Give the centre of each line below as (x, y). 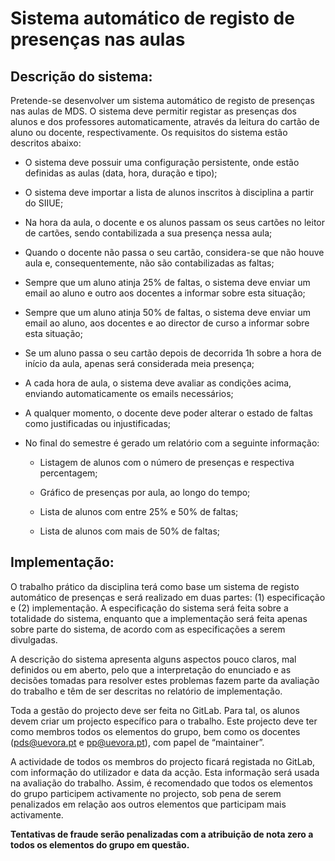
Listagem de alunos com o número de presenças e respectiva (167, 462)
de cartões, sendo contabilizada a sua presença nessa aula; (148, 233)
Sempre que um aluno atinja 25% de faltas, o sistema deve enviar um (167, 282)
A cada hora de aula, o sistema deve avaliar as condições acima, (158, 383)
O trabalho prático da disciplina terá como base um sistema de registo (155, 586)
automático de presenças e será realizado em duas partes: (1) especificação (168, 597)
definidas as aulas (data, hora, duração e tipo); (121, 173)
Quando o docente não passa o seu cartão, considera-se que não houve (174, 252)
